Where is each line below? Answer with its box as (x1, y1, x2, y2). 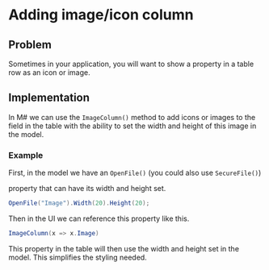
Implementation (8, 91, 90, 105)
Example (8, 149, 44, 160)
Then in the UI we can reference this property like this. (8, 214, 190, 223)
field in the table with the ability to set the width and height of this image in (8, 121, 257, 131)
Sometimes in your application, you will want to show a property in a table (8, 59, 254, 69)
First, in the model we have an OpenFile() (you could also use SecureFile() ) (8, 168, 262, 178)
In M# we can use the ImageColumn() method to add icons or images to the (8, 112, 256, 122)
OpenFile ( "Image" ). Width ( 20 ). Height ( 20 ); (8, 199, 150, 207)
